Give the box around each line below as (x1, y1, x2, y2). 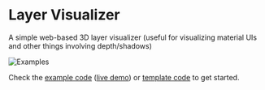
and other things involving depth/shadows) (8, 41, 153, 50)
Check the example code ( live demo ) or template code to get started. (8, 72, 240, 82)
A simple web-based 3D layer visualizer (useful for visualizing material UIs (8, 32, 258, 42)
